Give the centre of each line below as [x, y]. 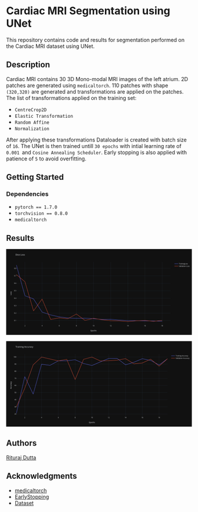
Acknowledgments [42, 476]
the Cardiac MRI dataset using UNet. [50, 46]
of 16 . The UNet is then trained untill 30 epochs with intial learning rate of [94, 146]
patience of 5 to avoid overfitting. [46, 159]
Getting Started [35, 177]
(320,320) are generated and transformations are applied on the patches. [95, 91]
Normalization [32, 128]
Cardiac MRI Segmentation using [88, 11]
